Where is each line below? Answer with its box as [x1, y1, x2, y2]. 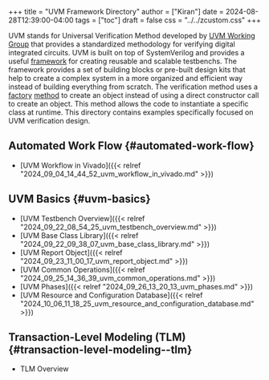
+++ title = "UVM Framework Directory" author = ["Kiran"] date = [8, 7, 225, 16]
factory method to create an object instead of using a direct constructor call [8, 91, 259, 99]
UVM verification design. [8, 116, 91, 125]
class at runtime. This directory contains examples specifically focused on [8, 107, 254, 117]
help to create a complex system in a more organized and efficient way [8, 74, 243, 83]
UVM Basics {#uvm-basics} [8, 192, 151, 206]
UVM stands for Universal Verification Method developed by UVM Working [8, 31, 255, 40]
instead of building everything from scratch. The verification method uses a [8, 82, 259, 91]
